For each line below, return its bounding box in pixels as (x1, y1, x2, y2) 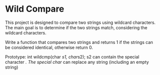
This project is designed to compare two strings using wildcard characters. (5, 19, 156, 25)
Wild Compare (5, 3, 64, 15)
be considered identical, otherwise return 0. (5, 44, 93, 50)
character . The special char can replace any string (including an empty (5, 59, 149, 65)
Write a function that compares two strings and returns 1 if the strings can (5, 39, 154, 45)
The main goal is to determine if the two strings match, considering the (5, 24, 148, 30)
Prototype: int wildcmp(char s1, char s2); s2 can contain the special (5, 54, 140, 59)
